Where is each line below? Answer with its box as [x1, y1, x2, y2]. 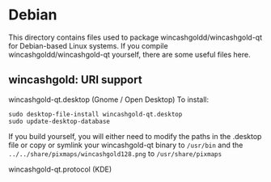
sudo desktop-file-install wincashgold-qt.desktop [8, 110, 183, 118]
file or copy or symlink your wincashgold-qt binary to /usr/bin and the [8, 140, 243, 150]
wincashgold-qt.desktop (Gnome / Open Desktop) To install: [8, 95, 210, 104]
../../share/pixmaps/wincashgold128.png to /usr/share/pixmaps [8, 148, 222, 159]
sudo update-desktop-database [8, 117, 111, 125]
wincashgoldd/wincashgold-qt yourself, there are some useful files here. [8, 49, 251, 59]
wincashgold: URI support [8, 73, 143, 87]
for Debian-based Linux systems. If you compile [8, 40, 168, 50]
